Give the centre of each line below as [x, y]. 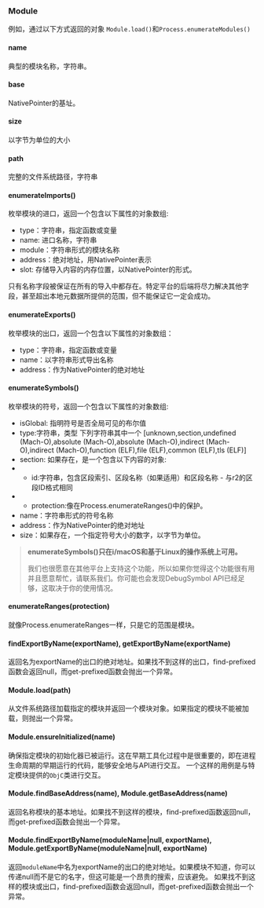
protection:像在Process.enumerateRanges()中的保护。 [119, 505]
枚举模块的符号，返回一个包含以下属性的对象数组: [88, 406]
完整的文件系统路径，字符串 [53, 177]
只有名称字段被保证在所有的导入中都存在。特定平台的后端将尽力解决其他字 [128, 286]
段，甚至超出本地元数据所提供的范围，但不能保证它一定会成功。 [111, 296]
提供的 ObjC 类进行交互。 [67, 774]
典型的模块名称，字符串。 [49, 66]
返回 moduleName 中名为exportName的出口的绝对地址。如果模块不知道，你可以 [132, 866]
